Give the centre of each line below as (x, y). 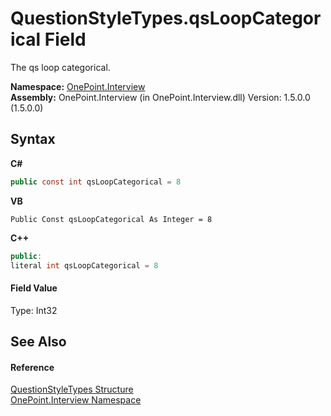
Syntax (33, 139)
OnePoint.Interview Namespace (76, 400)
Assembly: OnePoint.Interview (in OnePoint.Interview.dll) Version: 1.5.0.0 (160, 97)
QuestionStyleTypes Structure (72, 389)
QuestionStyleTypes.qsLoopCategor (166, 18)
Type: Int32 (34, 310)
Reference (32, 367)
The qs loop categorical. (60, 67)
